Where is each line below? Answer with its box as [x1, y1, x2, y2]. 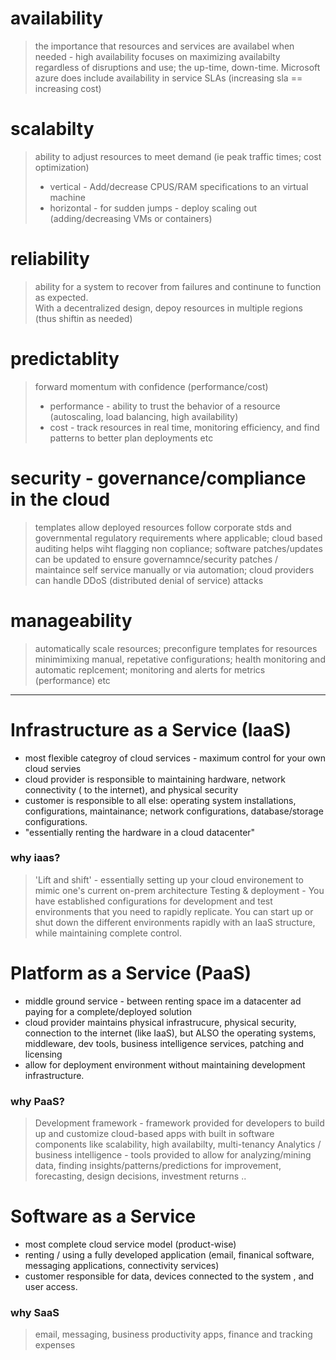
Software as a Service [10, 1205, 197, 1228]
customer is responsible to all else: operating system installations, [24, 794, 297, 806]
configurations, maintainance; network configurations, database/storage [24, 805, 324, 817]
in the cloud [10, 488, 111, 511]
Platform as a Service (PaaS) [10, 962, 252, 985]
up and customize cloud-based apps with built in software [34, 1128, 275, 1140]
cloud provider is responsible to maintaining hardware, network [24, 773, 286, 785]
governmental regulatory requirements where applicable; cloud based [34, 532, 323, 544]
